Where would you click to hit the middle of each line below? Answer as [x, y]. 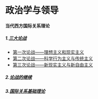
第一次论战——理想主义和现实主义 [48, 52]
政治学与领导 [32, 10]
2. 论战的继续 [19, 77]
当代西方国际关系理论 [27, 25]
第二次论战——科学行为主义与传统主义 [53, 58]
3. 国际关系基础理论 [25, 91]
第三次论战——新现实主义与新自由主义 [53, 64]
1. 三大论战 [16, 38]
